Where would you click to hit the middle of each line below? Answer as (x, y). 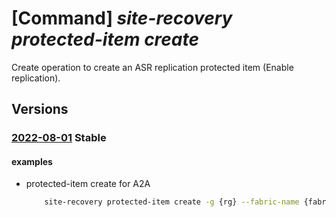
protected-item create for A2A (88, 184)
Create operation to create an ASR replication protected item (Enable (152, 67)
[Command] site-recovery (122, 18)
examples (32, 161)
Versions (40, 109)
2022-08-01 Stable (59, 138)
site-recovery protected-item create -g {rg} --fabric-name (172, 202)
